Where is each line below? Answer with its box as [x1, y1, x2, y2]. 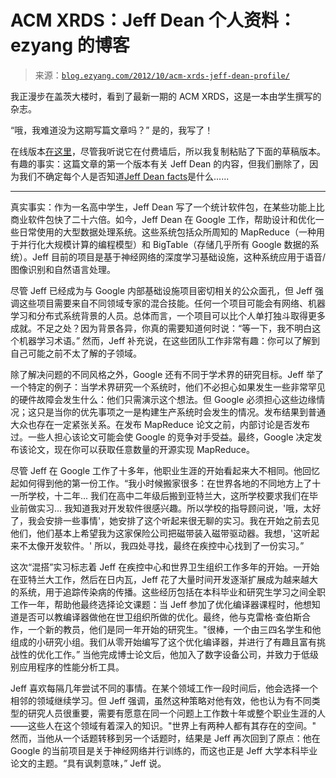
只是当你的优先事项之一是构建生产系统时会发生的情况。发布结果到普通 [36, 406, 326, 418]
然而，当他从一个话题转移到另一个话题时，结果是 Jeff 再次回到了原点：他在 [10, 732, 321, 744]
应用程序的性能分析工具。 [18, 661, 125, 673]
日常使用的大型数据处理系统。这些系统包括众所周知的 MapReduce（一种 [18, 226, 317, 238]
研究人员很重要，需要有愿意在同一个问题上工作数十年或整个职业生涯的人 [27, 707, 326, 719]
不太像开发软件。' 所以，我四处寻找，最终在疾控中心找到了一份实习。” [18, 539, 305, 551]
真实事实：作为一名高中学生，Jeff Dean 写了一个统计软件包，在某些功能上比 [10, 201, 325, 213]
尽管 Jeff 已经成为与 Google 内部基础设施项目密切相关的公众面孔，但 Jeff [10, 284, 313, 296]
